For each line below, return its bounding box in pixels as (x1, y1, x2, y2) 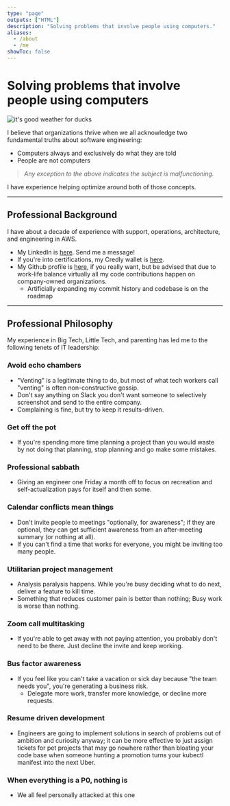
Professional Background (7, 209, 118, 221)
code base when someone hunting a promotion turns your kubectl (16, 750, 204, 759)
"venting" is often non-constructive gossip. (16, 383, 139, 392)
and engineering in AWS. (7, 235, 77, 243)
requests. (27, 696, 55, 704)
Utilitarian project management (7, 564, 113, 573)
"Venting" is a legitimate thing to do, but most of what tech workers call (16, 376, 218, 384)
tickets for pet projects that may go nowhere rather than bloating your (16, 744, 214, 752)
